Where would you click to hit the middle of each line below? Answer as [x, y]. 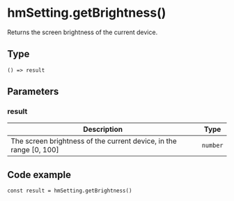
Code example [39, 175]
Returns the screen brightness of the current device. [83, 32]
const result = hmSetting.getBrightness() [70, 191]
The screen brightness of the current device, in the [94, 141]
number [212, 146]
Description [103, 129]
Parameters [33, 92]
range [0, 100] [35, 150]
